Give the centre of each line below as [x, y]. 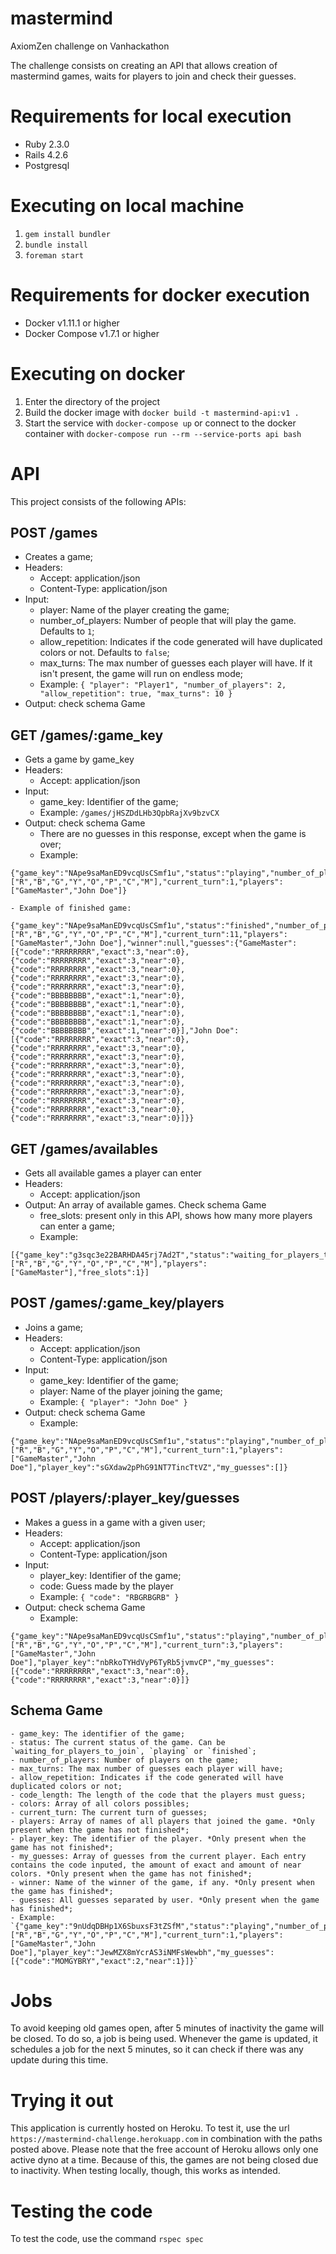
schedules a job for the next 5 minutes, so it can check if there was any [157, 2049]
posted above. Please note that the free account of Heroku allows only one [164, 2149]
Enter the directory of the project [92, 401]
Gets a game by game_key [79, 759]
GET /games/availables [84, 1148]
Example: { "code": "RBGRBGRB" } [109, 1596]
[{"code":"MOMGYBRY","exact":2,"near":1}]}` [104, 1961]
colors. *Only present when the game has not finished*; [131, 1873]
